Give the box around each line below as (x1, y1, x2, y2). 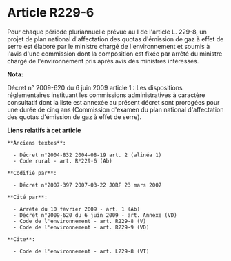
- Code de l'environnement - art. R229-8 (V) (13, 218, 147, 225)
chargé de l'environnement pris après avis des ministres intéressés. (7, 56, 199, 65)
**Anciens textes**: (7, 139, 67, 146)
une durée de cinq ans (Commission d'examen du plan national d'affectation (7, 105, 224, 114)
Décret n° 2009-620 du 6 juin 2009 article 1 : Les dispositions (7, 83, 183, 92)
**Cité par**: (7, 194, 48, 200)
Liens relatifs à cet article (7, 126, 81, 134)
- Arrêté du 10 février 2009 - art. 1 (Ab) (13, 205, 140, 213)
